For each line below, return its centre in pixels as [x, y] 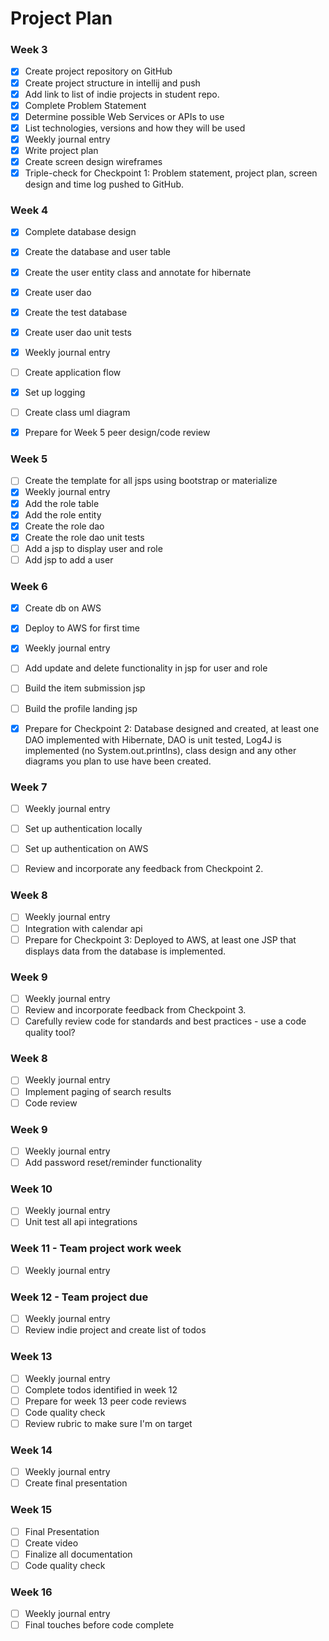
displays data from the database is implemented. [125, 951]
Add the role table [62, 503]
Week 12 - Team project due [79, 1297]
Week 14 [31, 1450]
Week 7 [29, 787]
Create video [51, 1543]
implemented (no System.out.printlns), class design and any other [160, 750]
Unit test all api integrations [81, 1222]
